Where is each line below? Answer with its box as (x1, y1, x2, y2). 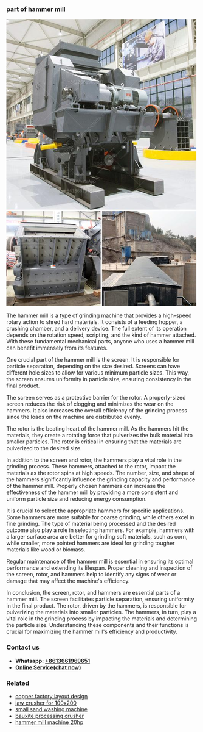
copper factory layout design (15, 692, 88, 700)
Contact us (6, 643, 40, 651)
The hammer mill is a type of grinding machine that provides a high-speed (6, 312, 192, 319)
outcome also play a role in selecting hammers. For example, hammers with (6, 526, 196, 534)
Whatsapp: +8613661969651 (15, 657, 90, 664)
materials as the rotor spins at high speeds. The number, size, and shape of (6, 469, 195, 477)
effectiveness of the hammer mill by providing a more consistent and (6, 489, 178, 496)
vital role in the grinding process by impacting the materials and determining (6, 615, 198, 622)
